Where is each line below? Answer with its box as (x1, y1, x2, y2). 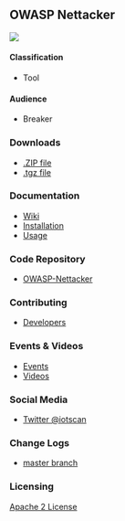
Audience (9, 93, 47, 104)
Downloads (9, 136, 61, 149)
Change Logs (9, 436, 70, 449)
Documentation (9, 189, 80, 202)
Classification (9, 52, 64, 63)
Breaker (22, 113, 53, 124)
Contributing (9, 296, 68, 309)
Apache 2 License (9, 501, 78, 512)
